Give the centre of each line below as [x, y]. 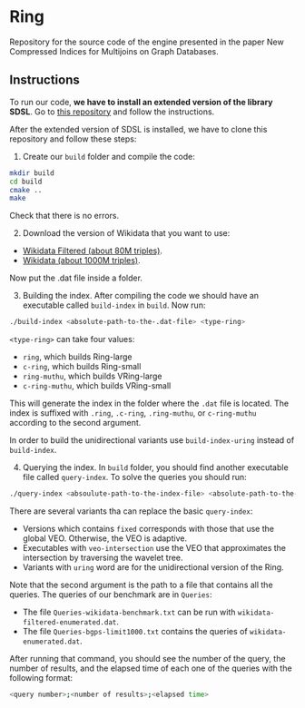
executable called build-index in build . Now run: [114, 305]
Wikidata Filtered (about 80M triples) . [93, 251]
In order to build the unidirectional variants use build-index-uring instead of [152, 440]
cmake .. [26, 190]
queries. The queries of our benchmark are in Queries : [111, 595]
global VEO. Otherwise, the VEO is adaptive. [105, 538]
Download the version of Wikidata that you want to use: [126, 233]
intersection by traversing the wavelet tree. [103, 557]
